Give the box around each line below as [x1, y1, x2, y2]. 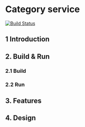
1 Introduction [5, 35, 50, 44]
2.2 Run [5, 81, 25, 88]
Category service [5, 4, 80, 15]
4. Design [5, 114, 36, 122]
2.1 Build [5, 67, 26, 74]
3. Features [5, 96, 42, 105]
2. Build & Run [5, 52, 50, 61]
